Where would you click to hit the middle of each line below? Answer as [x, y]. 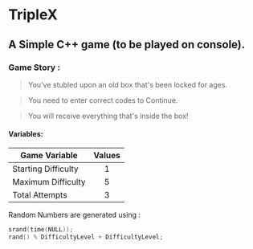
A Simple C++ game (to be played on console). [127, 45]
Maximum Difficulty [49, 182]
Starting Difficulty [45, 169]
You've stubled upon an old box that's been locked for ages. [127, 84]
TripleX [33, 15]
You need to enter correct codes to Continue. [103, 100]
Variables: [26, 134]
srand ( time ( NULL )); [41, 230]
